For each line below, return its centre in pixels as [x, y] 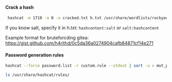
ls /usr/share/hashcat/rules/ [38, 75]
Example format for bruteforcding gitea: [47, 38]
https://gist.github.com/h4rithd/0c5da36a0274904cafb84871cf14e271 [79, 43]
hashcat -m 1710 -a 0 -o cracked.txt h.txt [55, 18]
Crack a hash [20, 7]
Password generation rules [35, 55]
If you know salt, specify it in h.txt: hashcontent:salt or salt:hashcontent [82, 28]
